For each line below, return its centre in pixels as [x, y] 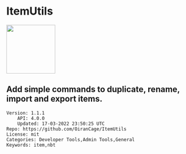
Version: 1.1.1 [26, 113]
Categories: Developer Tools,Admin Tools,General [71, 139]
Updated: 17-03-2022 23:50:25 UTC [61, 124]
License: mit [23, 134]
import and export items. [54, 99]
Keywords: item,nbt [31, 145]
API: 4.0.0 [31, 118]
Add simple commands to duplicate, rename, [93, 89]
